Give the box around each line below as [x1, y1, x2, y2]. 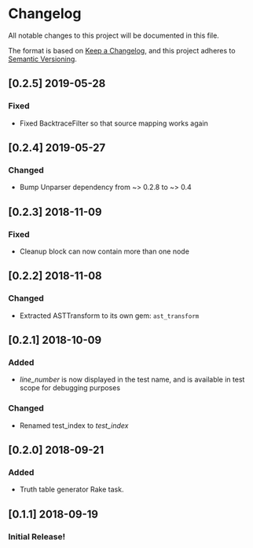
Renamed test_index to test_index [19, 421, 129, 430]
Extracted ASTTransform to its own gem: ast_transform [19, 311, 200, 320]
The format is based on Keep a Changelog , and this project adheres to [8, 46, 236, 55]
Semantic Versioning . [8, 54, 77, 64]
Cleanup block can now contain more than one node [19, 247, 190, 256]
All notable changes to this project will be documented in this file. [8, 31, 220, 40]
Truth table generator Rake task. [19, 484, 124, 495]
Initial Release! [8, 531, 66, 542]
